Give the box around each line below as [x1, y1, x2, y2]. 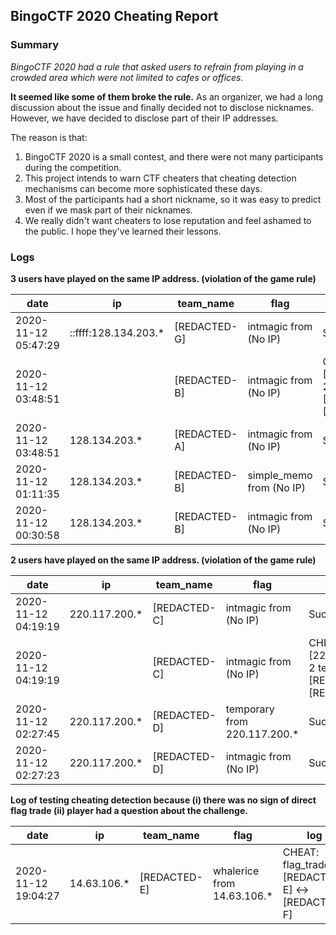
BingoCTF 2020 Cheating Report [10, 8, 219, 25]
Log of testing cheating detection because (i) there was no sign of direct [10, 794, 317, 806]
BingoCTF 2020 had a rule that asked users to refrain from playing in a [10, 60, 304, 73]
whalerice [212, 864, 260, 878]
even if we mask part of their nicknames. [24, 204, 193, 216]
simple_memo [247, 468, 313, 482]
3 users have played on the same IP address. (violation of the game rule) [10, 272, 317, 284]
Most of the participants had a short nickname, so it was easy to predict [24, 193, 322, 205]
